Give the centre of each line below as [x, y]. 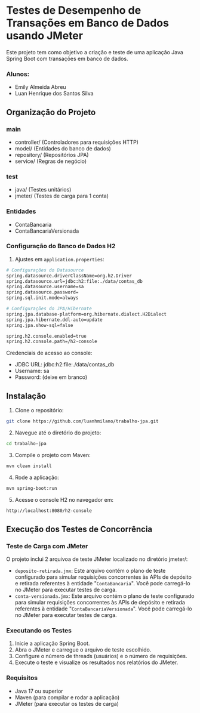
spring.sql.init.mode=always [42, 298]
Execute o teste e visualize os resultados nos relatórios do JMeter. [96, 662]
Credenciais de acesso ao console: [49, 353]
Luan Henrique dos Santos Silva [54, 94]
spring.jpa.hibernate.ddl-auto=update [54, 320]
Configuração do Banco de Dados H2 [61, 246]
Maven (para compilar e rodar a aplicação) [67, 697]
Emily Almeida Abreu [41, 87]
